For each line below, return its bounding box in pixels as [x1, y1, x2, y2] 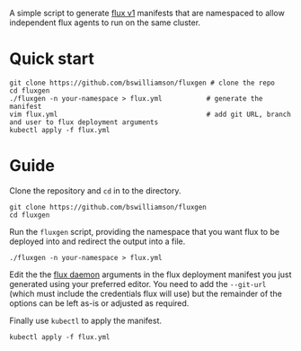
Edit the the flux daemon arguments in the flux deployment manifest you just [9, 269, 292, 280]
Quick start [9, 49, 94, 69]
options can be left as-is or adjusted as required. [9, 297, 190, 309]
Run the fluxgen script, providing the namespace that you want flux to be [9, 226, 280, 237]
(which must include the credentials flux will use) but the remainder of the [9, 288, 283, 299]
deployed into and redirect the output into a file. [9, 236, 186, 247]
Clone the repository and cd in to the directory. [9, 184, 181, 196]
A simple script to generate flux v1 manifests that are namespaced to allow [9, 8, 285, 18]
